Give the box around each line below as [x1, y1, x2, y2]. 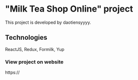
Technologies [5, 33, 48, 42]
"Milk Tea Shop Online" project [5, 3, 133, 15]
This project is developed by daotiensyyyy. [5, 19, 91, 25]
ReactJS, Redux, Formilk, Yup [5, 46, 65, 52]
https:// [5, 69, 20, 76]
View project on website [5, 58, 64, 65]
